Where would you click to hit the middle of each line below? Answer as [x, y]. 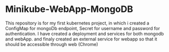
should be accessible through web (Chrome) [52, 44]
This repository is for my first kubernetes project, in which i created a [77, 23]
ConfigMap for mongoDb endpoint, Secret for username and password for [83, 28]
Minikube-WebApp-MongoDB [69, 9]
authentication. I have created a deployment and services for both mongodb [85, 33]
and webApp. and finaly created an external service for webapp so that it [81, 39]
